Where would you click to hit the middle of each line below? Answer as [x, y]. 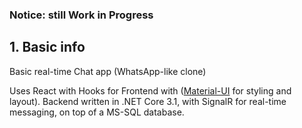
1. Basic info [47, 47]
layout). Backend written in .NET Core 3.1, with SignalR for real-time [148, 101]
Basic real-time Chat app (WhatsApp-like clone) [108, 71]
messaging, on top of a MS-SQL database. [97, 112]
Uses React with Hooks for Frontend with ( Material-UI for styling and [150, 90]
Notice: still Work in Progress [81, 15]
